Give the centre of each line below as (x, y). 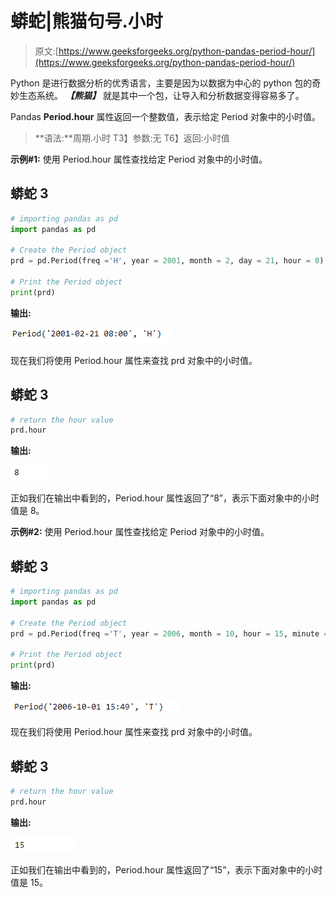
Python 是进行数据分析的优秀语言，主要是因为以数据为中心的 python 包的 (161, 83)
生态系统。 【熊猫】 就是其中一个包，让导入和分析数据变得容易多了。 (161, 95)
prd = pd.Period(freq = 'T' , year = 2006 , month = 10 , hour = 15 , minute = (169, 633)
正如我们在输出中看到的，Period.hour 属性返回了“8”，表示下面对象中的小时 (165, 498)
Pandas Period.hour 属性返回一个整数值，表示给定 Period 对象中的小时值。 (166, 116)
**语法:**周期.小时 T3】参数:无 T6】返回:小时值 (132, 138)
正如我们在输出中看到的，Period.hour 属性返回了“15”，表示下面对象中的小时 (166, 869)
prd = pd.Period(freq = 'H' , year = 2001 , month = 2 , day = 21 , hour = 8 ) (167, 261)
